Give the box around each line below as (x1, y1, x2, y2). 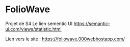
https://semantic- (73, 20, 111, 27)
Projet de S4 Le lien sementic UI (5, 20, 73, 27)
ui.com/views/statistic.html (5, 26, 62, 32)
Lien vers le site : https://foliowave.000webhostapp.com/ (5, 36, 125, 42)
